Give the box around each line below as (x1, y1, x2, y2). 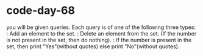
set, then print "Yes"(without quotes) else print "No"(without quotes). (6, 43, 180, 50)
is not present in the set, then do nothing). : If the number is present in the (6, 36, 192, 43)
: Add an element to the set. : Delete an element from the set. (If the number (6, 30, 197, 37)
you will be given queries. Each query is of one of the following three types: (6, 23, 196, 31)
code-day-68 (6, 4, 75, 17)
